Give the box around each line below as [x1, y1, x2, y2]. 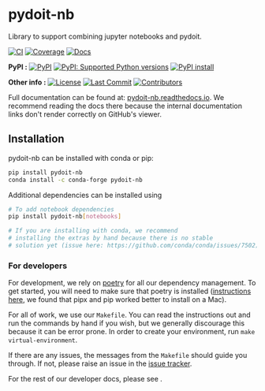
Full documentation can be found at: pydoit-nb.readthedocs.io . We [8, 92, 225, 102]
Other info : [8, 77, 47, 87]
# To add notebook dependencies [8, 205, 114, 214]
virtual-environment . [8, 335, 78, 344]
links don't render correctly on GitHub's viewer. [8, 109, 162, 119]
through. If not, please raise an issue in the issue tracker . [8, 359, 192, 368]
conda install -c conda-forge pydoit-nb [8, 176, 144, 184]
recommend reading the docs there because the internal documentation [8, 101, 243, 110]
